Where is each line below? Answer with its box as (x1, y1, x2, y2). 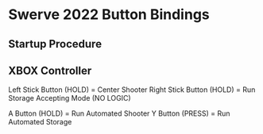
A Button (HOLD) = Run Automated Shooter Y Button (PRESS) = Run (8, 109, 230, 118)
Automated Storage (8, 117, 72, 127)
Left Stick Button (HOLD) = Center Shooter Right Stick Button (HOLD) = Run (8, 85, 256, 94)
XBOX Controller (8, 63, 92, 77)
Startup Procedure (8, 37, 102, 51)
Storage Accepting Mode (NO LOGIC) (8, 94, 131, 103)
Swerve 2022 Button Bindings (8, 6, 211, 24)
